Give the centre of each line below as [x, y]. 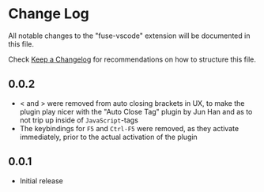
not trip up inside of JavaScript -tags [79, 120]
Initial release [41, 181]
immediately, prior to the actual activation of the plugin [108, 137]
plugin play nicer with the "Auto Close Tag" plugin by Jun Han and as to [136, 111]
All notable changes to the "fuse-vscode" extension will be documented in [129, 36]
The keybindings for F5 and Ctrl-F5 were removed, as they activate [129, 128]
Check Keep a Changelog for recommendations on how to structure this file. [132, 59]
